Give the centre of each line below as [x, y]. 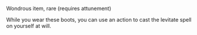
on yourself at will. [29, 26]
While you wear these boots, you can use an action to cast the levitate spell [99, 20]
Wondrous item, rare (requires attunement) [59, 8]
